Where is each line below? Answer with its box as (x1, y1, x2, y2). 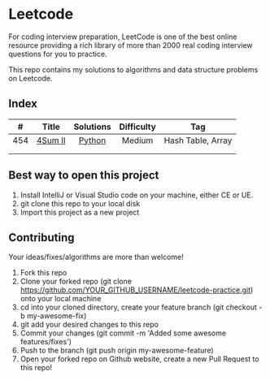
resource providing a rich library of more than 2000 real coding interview (8, 40, 254, 50)
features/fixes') (20, 337, 72, 347)
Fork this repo (20, 268, 67, 278)
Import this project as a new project (20, 207, 140, 217)
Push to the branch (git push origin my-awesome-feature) (20, 346, 214, 356)
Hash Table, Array (163, 135, 233, 146)
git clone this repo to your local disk (20, 198, 141, 208)
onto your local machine (20, 294, 102, 304)
